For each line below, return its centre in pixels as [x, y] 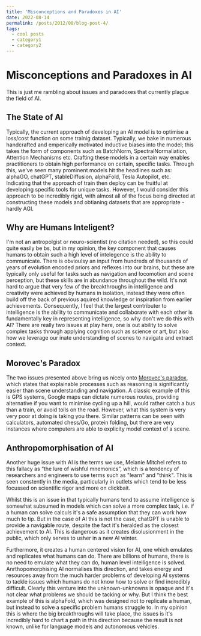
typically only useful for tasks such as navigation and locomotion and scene [100, 274]
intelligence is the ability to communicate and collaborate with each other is [100, 312]
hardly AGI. [20, 208]
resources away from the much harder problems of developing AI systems [98, 575]
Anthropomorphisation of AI [60, 448]
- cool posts [28, 34]
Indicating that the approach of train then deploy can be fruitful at [87, 183]
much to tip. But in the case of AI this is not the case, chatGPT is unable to [98, 519]
